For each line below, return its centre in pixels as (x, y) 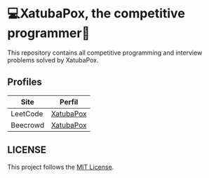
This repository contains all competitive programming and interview (105, 53)
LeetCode (27, 114)
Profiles (25, 82)
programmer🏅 (49, 33)
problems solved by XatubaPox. (53, 60)
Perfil (69, 102)
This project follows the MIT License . (61, 167)
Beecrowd (27, 125)
